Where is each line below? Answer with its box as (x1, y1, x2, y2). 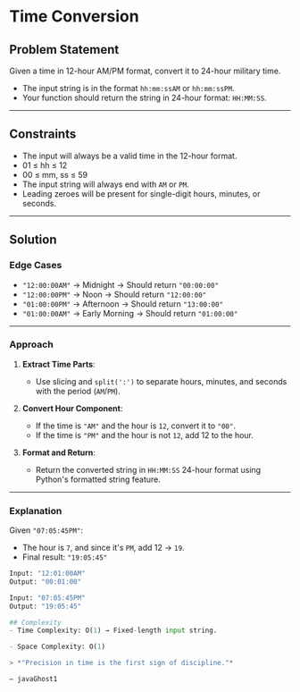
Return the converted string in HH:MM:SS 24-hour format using (35, 464, 262, 475)
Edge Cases (9, 259, 62, 272)
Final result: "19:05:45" (21, 552, 108, 562)
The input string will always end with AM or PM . (21, 179, 189, 190)
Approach (9, 338, 54, 350)
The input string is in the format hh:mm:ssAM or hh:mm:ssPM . (21, 83, 235, 93)
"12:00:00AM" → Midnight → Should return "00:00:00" (21, 279, 220, 290)
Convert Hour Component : (21, 402, 123, 413)
